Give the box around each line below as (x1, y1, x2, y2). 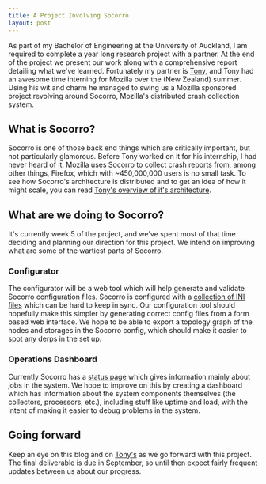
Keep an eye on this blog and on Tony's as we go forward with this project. (8, 449, 252, 459)
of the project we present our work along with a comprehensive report (8, 57, 237, 67)
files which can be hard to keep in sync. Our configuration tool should (8, 301, 236, 310)
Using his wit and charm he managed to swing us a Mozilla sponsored (8, 82, 237, 92)
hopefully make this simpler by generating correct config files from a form (8, 309, 249, 319)
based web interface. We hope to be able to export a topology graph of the (8, 317, 253, 327)
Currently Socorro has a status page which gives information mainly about (8, 372, 251, 381)
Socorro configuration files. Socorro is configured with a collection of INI (8, 292, 245, 301)
